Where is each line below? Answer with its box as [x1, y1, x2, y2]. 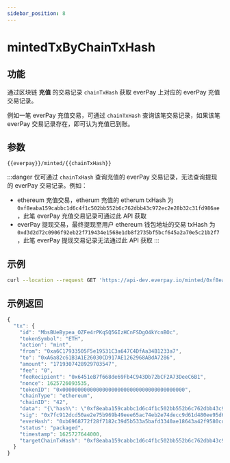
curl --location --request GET [7, 277, 97, 284]
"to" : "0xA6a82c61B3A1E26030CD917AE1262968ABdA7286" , [19, 354, 176, 362]
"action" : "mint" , [19, 342, 72, 349]
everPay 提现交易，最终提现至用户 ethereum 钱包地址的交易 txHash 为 [16, 221, 216, 229]
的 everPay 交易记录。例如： [7, 182, 88, 190]
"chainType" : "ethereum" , [19, 392, 94, 399]
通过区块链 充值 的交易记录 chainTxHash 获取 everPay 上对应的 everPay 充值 [7, 88, 220, 96]
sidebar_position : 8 [7, 10, 66, 17]
